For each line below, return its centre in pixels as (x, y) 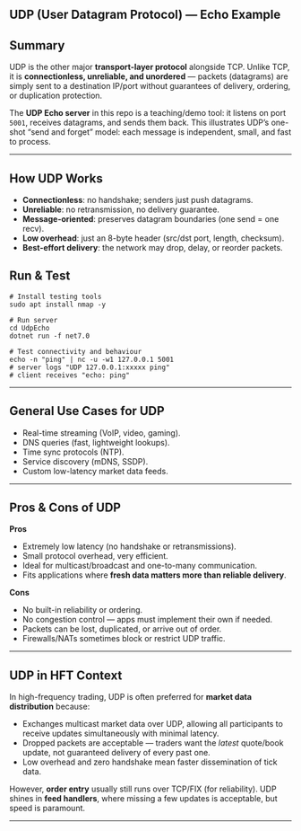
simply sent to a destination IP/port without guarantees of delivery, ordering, (150, 86)
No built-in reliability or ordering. (82, 610)
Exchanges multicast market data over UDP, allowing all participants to (153, 724)
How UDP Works (56, 178)
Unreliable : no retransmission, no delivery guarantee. (120, 209)
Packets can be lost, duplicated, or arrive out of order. (122, 629)
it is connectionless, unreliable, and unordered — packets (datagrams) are (149, 76)
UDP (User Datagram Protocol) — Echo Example (145, 15)
